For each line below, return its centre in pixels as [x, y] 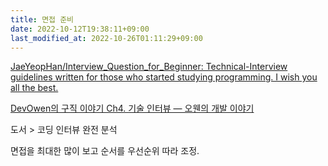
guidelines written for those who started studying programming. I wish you [164, 77]
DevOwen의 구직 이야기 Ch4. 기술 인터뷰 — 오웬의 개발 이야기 [132, 108]
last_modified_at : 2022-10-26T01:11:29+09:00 [106, 38]
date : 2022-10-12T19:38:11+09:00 [80, 29]
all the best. [34, 88]
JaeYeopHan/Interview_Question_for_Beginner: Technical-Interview [149, 67]
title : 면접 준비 [42, 19]
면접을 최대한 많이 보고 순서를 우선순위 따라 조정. [105, 151]
